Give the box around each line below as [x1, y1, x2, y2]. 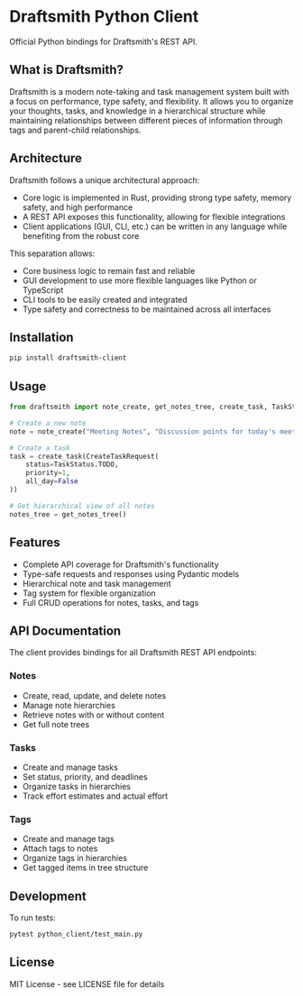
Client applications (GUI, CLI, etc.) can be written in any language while [22, 221, 288, 232]
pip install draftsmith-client [9, 353, 127, 362]
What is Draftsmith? [9, 62, 124, 78]
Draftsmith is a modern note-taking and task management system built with [9, 86, 289, 96]
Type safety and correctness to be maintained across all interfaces [22, 304, 271, 315]
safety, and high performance [22, 201, 133, 213]
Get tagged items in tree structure [22, 863, 149, 874]
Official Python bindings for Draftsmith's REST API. [9, 36, 198, 47]
